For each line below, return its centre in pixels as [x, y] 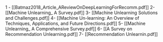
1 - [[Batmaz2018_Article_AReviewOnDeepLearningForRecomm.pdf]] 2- [80, 7]
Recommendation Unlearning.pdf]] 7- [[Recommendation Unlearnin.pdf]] [82, 34]
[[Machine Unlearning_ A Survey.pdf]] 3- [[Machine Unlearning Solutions [81, 13]
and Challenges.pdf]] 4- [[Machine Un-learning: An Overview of [72, 18]
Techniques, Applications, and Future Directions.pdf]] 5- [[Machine [75, 23]
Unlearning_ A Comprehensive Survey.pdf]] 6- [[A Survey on [69, 29]
